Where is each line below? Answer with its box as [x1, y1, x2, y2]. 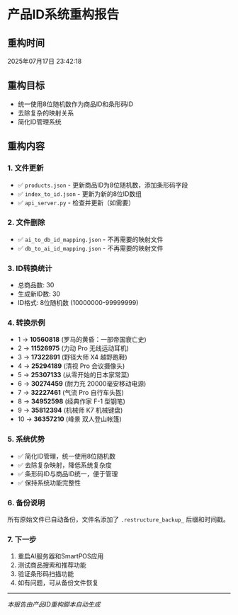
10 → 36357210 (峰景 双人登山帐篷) [17, 415, 122, 423]
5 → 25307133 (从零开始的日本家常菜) [17, 371, 130, 379]
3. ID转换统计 [7, 263, 52, 273]
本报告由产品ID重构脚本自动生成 [7, 600, 101, 609]
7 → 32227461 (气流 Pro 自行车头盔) [17, 389, 124, 397]
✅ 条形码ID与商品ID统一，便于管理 [17, 469, 118, 478]
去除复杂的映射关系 [17, 108, 74, 117]
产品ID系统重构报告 [7, 6, 120, 23]
